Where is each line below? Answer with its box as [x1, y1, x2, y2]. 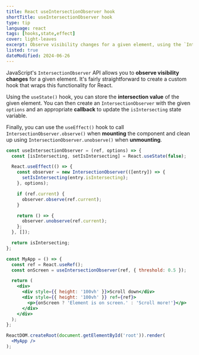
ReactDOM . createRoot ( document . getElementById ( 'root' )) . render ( [6, 332, 166, 338]
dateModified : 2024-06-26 [6, 53, 70, 59]
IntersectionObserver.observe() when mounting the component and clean [6, 130, 191, 137]
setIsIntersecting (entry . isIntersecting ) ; [21, 175, 129, 181]
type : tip [6, 20, 31, 25]
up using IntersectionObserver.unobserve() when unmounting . [6, 136, 162, 143]
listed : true [6, 47, 38, 53]
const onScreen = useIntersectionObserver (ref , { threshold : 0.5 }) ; [11, 267, 187, 273]
